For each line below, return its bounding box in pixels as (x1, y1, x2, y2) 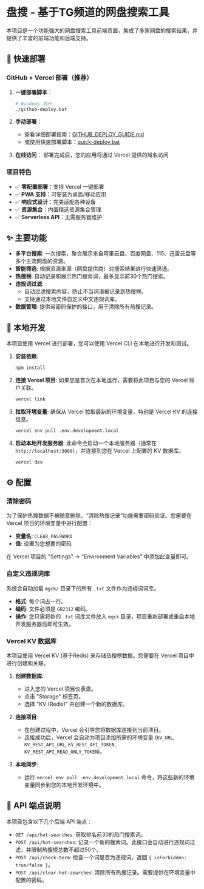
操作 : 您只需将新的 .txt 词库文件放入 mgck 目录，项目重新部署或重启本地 (15, 612, 195, 620)
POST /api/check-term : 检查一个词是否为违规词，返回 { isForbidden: (15, 853, 187, 860)
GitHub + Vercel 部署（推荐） (6, 73, 93, 82)
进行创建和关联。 (6, 660, 49, 667)
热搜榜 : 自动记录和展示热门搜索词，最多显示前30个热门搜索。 (15, 272, 169, 280)
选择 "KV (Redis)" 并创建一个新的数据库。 (24, 700, 129, 708)
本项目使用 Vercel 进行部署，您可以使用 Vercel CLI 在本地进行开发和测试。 (6, 340, 192, 347)
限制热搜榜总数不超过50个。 (31, 846, 102, 853)
